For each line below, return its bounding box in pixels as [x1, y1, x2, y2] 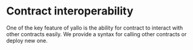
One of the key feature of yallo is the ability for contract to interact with [6, 24, 183, 31]
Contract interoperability [6, 4, 134, 18]
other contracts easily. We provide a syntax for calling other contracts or [6, 30, 187, 37]
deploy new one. [6, 37, 48, 44]
